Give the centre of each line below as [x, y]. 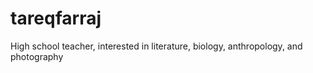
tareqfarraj [56, 18]
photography [37, 56]
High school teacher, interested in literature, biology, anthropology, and [156, 46]
